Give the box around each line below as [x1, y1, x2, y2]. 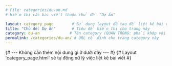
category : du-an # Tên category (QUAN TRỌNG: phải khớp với [5, 31, 166, 36]
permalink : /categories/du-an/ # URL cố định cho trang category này [5, 36, 159, 41]
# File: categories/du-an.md [5, 7, 68, 13]
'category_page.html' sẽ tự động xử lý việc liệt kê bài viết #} [5, 55, 132, 61]
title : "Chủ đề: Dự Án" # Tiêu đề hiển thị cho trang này [5, 26, 150, 31]
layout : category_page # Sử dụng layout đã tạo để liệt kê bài [5, 21, 164, 26]
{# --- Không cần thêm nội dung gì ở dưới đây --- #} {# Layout [5, 49, 137, 55]
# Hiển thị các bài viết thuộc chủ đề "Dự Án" [5, 12, 116, 17]
